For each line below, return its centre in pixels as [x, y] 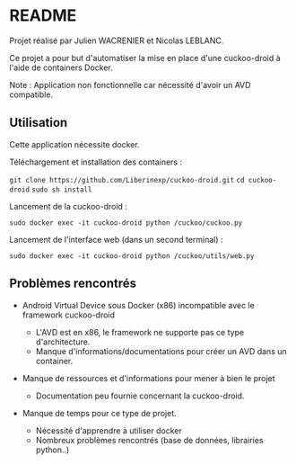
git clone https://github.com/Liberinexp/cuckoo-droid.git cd [127, 180]
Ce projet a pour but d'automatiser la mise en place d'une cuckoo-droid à [145, 58]
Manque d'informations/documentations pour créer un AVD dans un [161, 351]
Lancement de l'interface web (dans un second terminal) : [116, 239]
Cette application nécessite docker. [75, 144]
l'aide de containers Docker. [61, 67]
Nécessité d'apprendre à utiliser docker [109, 430]
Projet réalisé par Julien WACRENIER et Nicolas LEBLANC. [117, 40]
